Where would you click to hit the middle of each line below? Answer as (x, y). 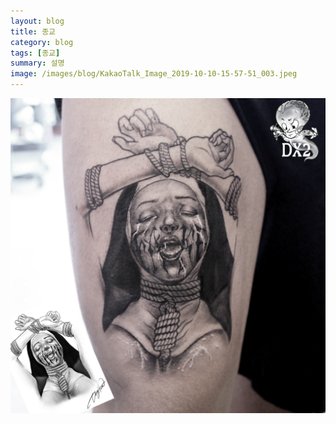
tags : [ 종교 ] (35, 53)
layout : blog (37, 21)
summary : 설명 (37, 63)
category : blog (42, 42)
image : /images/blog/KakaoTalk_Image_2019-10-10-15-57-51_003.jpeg (154, 74)
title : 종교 (33, 31)
